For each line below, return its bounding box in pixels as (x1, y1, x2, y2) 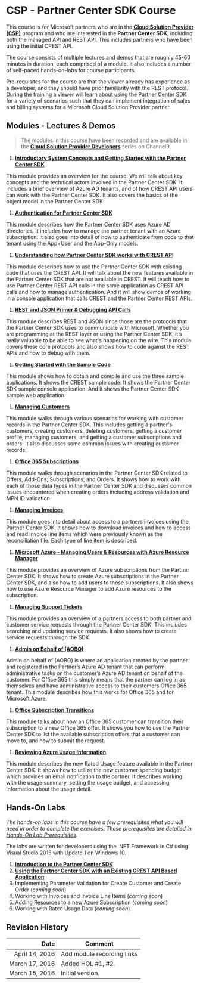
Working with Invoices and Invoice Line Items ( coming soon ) (14, 892, 163, 899)
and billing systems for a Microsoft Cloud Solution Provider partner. (6, 103, 171, 110)
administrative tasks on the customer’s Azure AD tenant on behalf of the (6, 669, 183, 677)
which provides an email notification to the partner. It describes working (6, 773, 183, 780)
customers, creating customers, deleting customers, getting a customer (6, 427, 182, 434)
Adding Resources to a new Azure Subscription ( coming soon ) (14, 899, 168, 906)
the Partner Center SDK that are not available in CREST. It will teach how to (6, 275, 190, 283)
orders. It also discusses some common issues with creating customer (6, 439, 179, 447)
